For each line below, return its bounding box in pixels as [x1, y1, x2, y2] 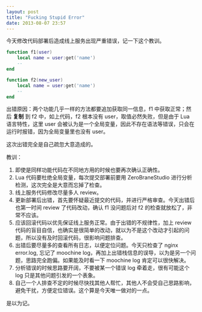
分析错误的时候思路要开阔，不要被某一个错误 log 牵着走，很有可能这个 [14, 264, 190, 272]
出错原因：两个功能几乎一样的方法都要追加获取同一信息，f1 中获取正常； [6, 105, 186, 113]
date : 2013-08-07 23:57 [6, 20, 66, 26]
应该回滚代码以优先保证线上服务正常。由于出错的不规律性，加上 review [14, 219, 192, 226]
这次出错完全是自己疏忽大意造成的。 [6, 141, 96, 148]
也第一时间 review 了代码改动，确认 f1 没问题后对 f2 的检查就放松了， [14, 204, 188, 211]
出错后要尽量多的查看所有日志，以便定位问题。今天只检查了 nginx [14, 242, 178, 249]
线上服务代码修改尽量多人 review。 [14, 189, 103, 196]
